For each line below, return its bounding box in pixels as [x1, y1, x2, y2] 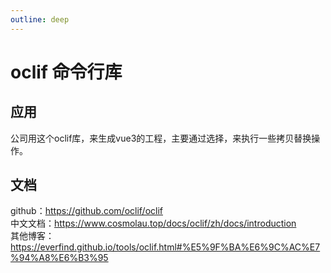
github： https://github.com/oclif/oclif [10, 205, 163, 217]
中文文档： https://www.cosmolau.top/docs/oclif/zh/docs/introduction [10, 217, 297, 230]
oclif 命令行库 [10, 61, 123, 83]
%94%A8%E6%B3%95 [10, 252, 109, 264]
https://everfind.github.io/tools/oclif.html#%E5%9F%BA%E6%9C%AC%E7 [10, 241, 321, 253]
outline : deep [10, 14, 70, 25]
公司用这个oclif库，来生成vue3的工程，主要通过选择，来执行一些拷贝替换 [10, 132, 312, 144]
